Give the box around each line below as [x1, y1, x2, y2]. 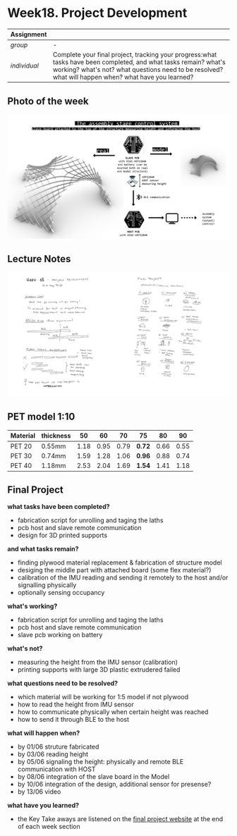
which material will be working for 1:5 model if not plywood [17, 693, 189, 701]
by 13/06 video [17, 787, 61, 796]
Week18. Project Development [7, 5, 188, 21]
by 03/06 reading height [17, 750, 89, 758]
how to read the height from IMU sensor [17, 700, 134, 709]
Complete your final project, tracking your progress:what [52, 50, 217, 59]
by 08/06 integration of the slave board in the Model [17, 773, 170, 781]
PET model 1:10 [7, 411, 75, 423]
